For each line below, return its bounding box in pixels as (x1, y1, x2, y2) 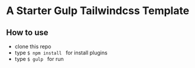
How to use (6, 28, 48, 38)
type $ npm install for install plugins (14, 49, 108, 56)
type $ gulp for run (14, 56, 64, 62)
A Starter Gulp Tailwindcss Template (6, 4, 190, 18)
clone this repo (14, 43, 51, 50)
